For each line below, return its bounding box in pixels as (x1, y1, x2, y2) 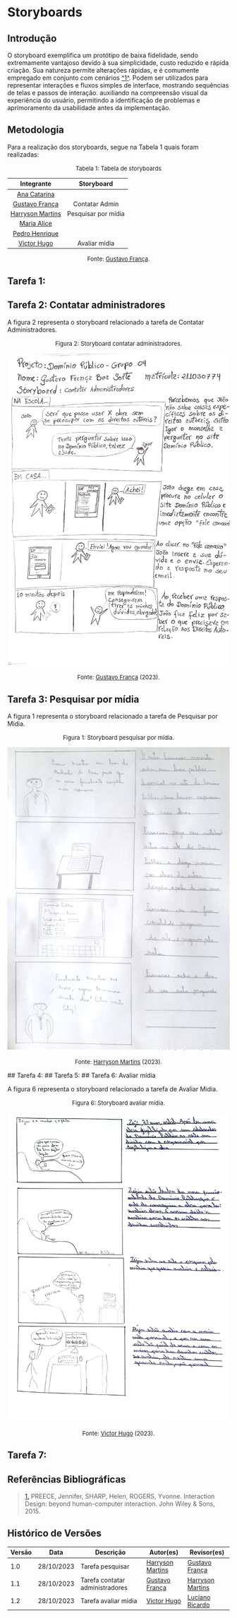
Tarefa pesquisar (80, 1562, 130, 1571)
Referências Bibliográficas (7, 1473, 126, 1485)
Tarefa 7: (7, 1449, 47, 1461)
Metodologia (7, 124, 65, 136)
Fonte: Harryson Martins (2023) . (75, 1058, 162, 1066)
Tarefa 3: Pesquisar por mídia (7, 693, 140, 705)
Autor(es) (149, 1548, 178, 1557)
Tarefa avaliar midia (80, 1597, 138, 1605)
